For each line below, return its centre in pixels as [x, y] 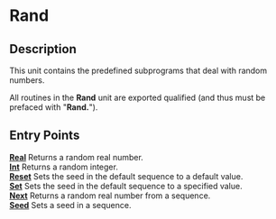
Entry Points [45, 136]
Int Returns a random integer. [64, 167]
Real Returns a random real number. [77, 157]
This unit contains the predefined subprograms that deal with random [138, 70]
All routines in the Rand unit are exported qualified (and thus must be [138, 97]
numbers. [27, 80]
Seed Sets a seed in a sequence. [70, 205]
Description [43, 49]
